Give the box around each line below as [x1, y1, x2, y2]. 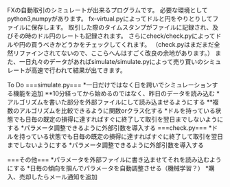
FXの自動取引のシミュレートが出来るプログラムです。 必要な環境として [7, 6, 208, 14]
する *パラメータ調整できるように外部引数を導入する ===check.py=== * [7, 124, 212, 132]
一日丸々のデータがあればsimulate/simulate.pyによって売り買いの [19, 58, 204, 65]
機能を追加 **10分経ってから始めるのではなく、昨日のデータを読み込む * [12, 89, 220, 98]
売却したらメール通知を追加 [19, 173, 97, 181]
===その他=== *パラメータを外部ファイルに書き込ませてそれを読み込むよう [7, 155, 222, 164]
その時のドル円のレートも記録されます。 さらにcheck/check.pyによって [12, 32, 216, 40]
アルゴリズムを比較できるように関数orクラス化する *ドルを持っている [19, 107, 216, 115]
